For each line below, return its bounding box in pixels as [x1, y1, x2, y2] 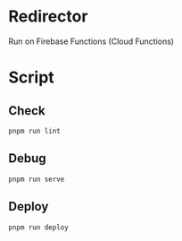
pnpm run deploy [8, 222, 69, 232]
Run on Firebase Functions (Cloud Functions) [8, 36, 175, 47]
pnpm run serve [8, 175, 65, 184]
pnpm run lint [8, 126, 62, 135]
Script [8, 67, 54, 88]
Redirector [8, 6, 88, 27]
